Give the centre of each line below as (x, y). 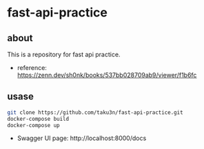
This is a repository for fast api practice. (64, 54)
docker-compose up (33, 125)
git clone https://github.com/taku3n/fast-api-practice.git (95, 112)
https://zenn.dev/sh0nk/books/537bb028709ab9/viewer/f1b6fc (107, 75)
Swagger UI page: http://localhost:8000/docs (82, 138)
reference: (32, 68)
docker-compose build (38, 119)
